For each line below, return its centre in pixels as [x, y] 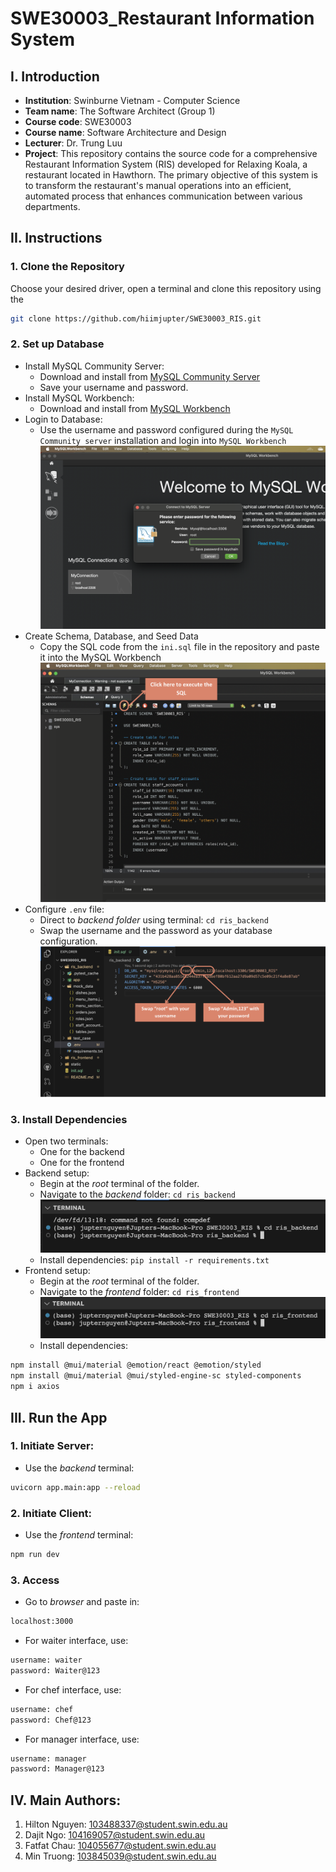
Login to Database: [63, 419]
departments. [52, 206]
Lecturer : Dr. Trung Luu [73, 143]
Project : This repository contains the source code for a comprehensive [171, 153]
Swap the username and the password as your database [156, 930]
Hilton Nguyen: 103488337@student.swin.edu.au [126, 1824]
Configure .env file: [64, 909]
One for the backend [82, 1151]
